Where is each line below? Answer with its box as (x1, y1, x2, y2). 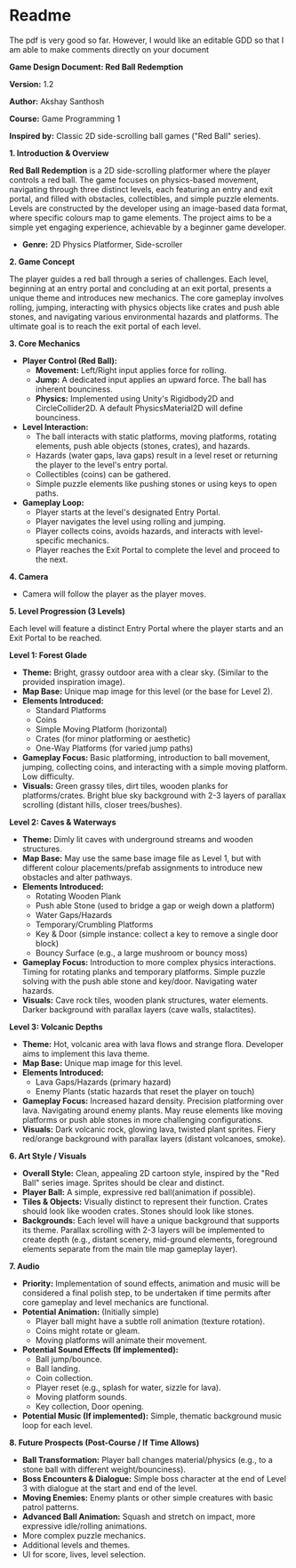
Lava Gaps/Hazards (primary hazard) (35, 1076, 172, 1087)
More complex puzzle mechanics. (21, 1530, 147, 1540)
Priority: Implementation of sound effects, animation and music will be (21, 1278, 281, 1288)
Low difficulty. (21, 771, 75, 782)
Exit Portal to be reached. (9, 632, 102, 643)
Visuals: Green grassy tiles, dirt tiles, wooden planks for (21, 780, 228, 791)
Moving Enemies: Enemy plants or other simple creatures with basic (21, 1492, 274, 1503)
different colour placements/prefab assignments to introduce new (21, 862, 264, 873)
